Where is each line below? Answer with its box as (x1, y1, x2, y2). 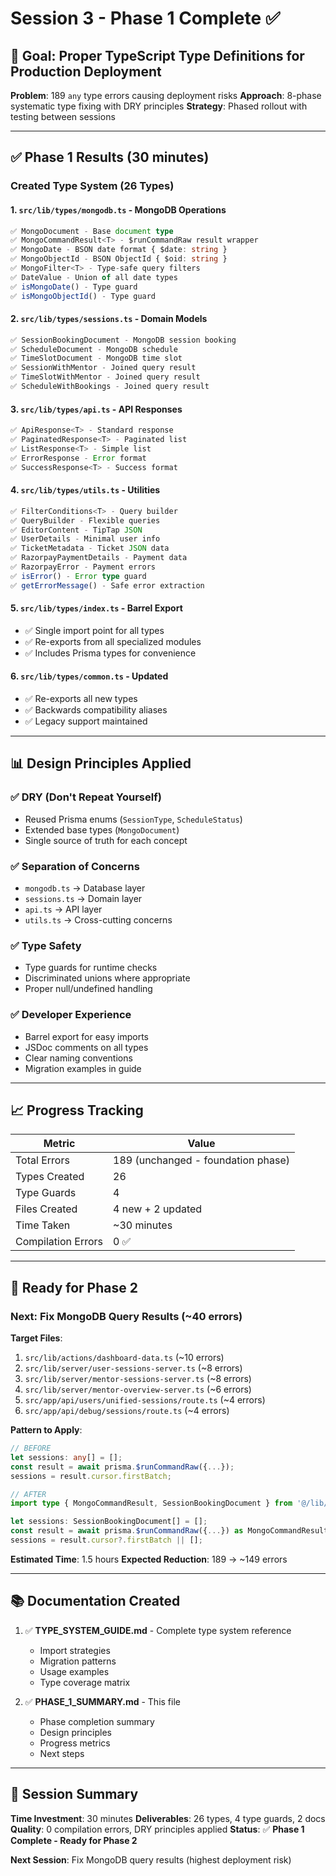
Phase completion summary (39, 1715, 155, 1727)
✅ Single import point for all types (24, 624, 165, 636)
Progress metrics (39, 1737, 111, 1749)
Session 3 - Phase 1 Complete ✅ (10, 7, 281, 30)
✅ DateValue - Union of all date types (10, 272, 178, 282)
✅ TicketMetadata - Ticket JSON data (10, 543, 170, 554)
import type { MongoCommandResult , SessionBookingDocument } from (10, 1498, 293, 1509)
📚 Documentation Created (10, 1593, 181, 1610)
